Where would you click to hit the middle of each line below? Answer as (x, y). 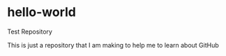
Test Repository (30, 31)
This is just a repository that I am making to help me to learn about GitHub (113, 45)
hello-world (42, 12)
